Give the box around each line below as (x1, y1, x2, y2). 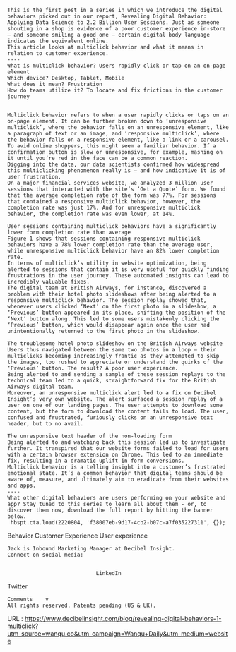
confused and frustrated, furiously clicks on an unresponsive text (7, 414, 213, 421)
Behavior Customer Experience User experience (7, 531, 148, 540)
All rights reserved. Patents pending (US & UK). (7, 602, 157, 609)
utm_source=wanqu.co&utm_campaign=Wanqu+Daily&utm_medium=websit (7, 629, 228, 638)
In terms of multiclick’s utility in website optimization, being (7, 260, 207, 267)
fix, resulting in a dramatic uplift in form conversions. (7, 457, 185, 464)
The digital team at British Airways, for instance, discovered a (7, 284, 207, 291)
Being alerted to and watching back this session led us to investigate (7, 439, 226, 446)
